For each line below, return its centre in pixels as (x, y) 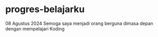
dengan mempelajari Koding (35, 28)
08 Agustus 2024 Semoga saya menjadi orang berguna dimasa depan (79, 23)
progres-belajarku (45, 9)
